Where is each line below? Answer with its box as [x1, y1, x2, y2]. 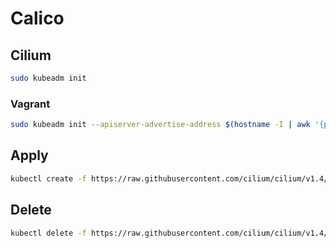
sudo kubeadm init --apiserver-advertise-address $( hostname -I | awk [10, 120, 311, 130]
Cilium [10, 47, 52, 64]
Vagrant [10, 97, 51, 111]
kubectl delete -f [10, 228, 87, 238]
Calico [10, 7, 65, 30]
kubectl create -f [10, 173, 87, 184]
